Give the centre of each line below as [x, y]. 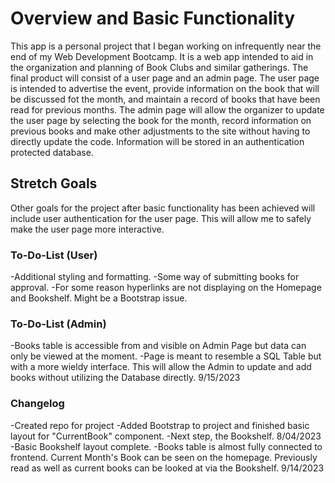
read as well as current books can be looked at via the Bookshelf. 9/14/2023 [167, 468]
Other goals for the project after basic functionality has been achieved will [163, 208]
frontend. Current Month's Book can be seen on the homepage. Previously [164, 457]
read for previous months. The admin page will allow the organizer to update [167, 109]
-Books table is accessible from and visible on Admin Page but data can [158, 346]
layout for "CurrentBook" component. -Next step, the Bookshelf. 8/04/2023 [166, 436]
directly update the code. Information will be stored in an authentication [157, 141]
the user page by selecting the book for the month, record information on [161, 120]
